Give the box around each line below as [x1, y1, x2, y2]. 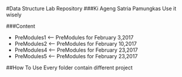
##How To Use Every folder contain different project [6, 64, 133, 71]
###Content [6, 23, 35, 29]
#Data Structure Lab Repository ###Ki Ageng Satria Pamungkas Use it [6, 5, 177, 12]
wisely [6, 11, 22, 18]
